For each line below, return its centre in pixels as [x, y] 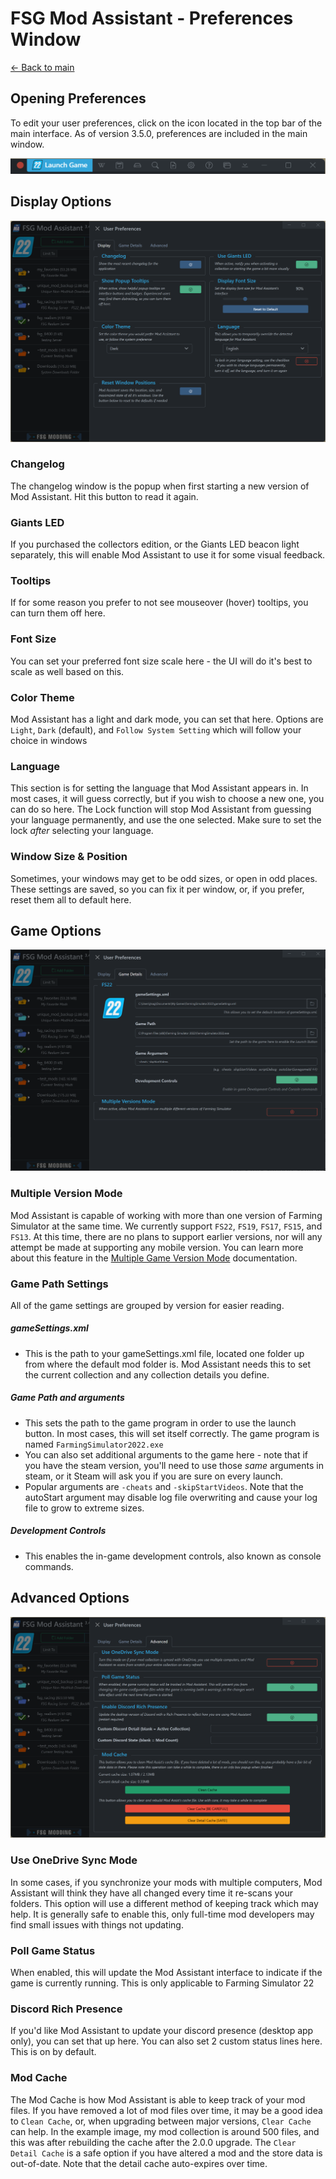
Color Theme [42, 697]
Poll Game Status [53, 1950]
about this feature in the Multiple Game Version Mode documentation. [154, 1258]
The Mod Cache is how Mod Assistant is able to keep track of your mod [158, 2099]
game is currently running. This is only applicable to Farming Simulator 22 [162, 1983]
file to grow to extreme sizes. [84, 1508]
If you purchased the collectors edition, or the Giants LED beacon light [155, 544]
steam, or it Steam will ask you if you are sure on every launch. [154, 1476]
